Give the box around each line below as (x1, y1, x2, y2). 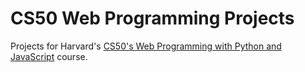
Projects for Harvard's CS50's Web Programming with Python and (10, 40, 282, 52)
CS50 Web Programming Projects (10, 7, 295, 30)
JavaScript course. (10, 50, 88, 62)
